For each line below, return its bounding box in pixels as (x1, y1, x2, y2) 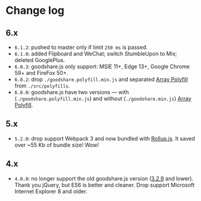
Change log (5, 4, 65, 18)
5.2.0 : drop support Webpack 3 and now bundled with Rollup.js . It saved (14, 135, 196, 142)
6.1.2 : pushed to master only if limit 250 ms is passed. (14, 43, 148, 51)
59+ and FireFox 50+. (14, 69, 69, 76)
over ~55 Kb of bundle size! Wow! (14, 141, 99, 148)
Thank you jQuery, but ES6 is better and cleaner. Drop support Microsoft (14, 181, 195, 188)
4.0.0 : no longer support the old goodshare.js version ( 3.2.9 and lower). (14, 174, 194, 182)
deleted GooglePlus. (14, 57, 65, 63)
